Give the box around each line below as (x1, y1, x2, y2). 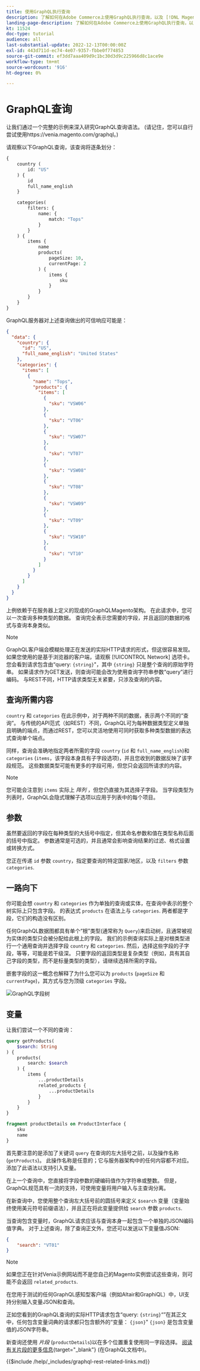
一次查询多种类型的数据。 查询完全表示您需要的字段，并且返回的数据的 (11, 614, 185, 621)
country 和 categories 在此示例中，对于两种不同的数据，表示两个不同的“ (6, 712, 183, 719)
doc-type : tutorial (6, 31, 55, 37)
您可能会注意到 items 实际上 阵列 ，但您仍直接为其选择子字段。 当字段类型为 (6, 786, 194, 793)
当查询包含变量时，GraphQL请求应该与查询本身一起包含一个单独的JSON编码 (6, 1217, 194, 1224)
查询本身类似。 (16, 622, 54, 629)
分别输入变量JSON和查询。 (11, 1298, 79, 1305)
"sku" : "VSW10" (48, 534, 86, 540)
